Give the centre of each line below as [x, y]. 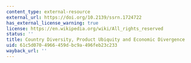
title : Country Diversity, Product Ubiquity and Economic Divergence [96, 40]
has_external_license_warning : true [52, 23]
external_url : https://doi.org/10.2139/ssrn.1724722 [74, 17]
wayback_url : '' [27, 51]
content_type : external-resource [48, 12]
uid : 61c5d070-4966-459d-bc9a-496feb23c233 [62, 46]
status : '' [20, 34]
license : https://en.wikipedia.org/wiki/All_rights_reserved [85, 28]
